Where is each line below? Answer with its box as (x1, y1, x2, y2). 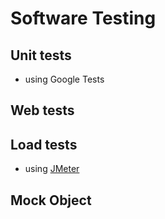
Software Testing (10, 7, 157, 30)
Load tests (10, 136, 78, 153)
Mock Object (10, 192, 92, 209)
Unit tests (10, 47, 72, 64)
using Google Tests (24, 73, 105, 85)
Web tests (10, 102, 75, 119)
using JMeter (24, 163, 80, 175)
